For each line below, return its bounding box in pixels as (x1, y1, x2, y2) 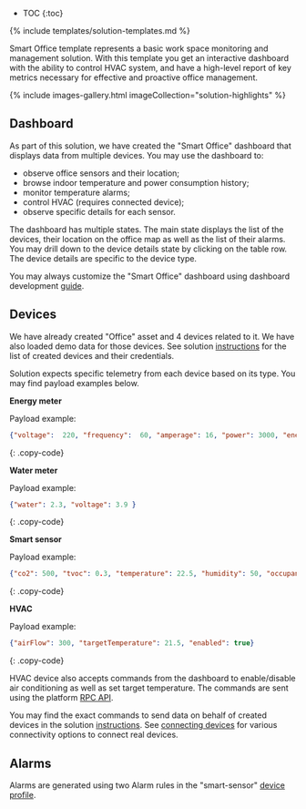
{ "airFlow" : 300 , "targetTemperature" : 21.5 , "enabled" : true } (9, 639, 255, 648)
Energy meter (9, 395, 62, 406)
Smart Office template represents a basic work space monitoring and (9, 43, 269, 54)
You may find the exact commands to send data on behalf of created (9, 710, 267, 721)
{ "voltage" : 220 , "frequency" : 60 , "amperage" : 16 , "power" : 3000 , (9, 430, 280, 440)
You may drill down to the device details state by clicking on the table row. (9, 243, 288, 254)
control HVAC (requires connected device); (22, 196, 185, 208)
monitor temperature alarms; (22, 187, 130, 198)
